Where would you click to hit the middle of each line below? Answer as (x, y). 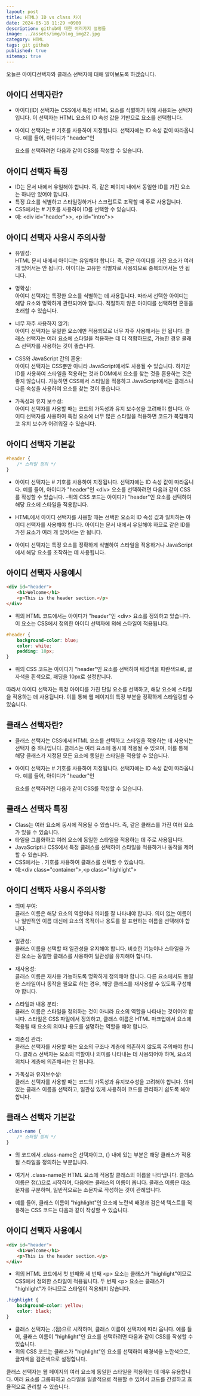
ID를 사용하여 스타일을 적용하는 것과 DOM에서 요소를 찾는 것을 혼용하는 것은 (103, 374)
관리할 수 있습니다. (48, 1386)
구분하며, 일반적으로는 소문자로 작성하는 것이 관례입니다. (96, 1190)
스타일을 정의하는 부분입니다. (55, 1163)
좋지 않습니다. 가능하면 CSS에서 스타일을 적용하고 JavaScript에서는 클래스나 (104, 381)
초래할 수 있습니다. (36, 311)
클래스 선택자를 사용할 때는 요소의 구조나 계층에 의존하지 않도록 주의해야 (99, 1046)
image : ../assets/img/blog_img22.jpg (53, 34)
